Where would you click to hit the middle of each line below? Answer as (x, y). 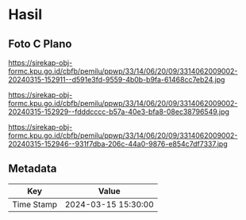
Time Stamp (35, 204)
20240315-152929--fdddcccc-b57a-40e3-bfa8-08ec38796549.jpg (119, 112)
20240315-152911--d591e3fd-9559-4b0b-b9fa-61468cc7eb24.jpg (117, 80)
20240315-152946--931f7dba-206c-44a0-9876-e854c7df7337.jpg (118, 144)
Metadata (33, 169)
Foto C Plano (40, 44)
